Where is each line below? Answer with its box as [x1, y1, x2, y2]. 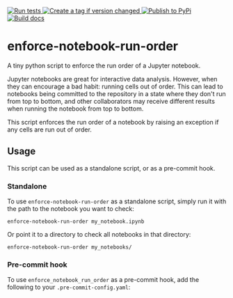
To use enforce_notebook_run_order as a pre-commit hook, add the [7, 276, 200, 284]
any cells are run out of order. [7, 125, 93, 134]
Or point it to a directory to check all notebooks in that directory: [7, 230, 191, 239]
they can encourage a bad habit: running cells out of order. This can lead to [7, 82, 224, 91]
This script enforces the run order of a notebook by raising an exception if [7, 118, 219, 126]
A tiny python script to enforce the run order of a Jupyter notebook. [7, 61, 201, 70]
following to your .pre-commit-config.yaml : [7, 283, 131, 292]
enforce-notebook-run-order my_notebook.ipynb [7, 218, 145, 226]
